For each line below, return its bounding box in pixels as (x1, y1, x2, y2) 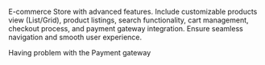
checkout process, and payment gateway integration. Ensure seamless (8, 24, 243, 33)
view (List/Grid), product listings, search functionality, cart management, (8, 15, 249, 25)
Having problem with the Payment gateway (8, 48, 151, 57)
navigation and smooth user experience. (8, 32, 143, 42)
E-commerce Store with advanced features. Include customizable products (8, 7, 258, 16)
